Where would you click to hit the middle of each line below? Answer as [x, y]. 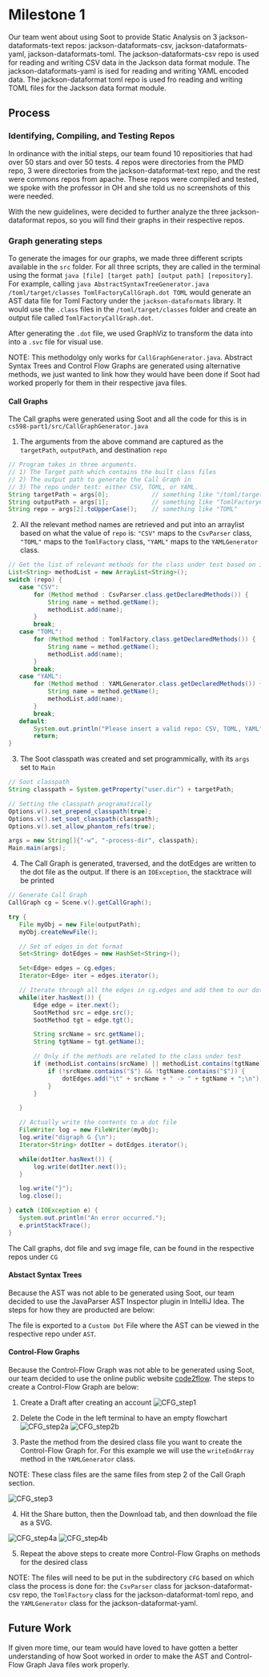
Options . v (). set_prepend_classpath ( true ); [80, 811]
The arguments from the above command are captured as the [122, 441]
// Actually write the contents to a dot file [98, 1123]
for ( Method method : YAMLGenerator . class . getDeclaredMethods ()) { [148, 684]
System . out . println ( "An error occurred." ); [92, 1218]
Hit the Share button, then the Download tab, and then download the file [139, 1514]
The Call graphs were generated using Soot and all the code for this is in [127, 419]
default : [33, 721]
